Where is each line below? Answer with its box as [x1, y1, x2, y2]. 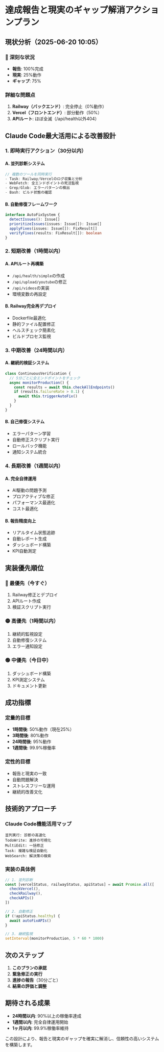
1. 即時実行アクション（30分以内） [5, 148, 87, 154]
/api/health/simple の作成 [12, 273, 65, 279]
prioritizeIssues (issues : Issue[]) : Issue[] [9, 222, 102, 227]
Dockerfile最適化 [12, 315, 47, 321]
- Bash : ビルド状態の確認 [5, 190, 52, 195]
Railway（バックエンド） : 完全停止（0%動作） [12, 103, 107, 109]
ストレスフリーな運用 [12, 783, 55, 789]
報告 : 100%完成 [12, 66, 44, 72]
